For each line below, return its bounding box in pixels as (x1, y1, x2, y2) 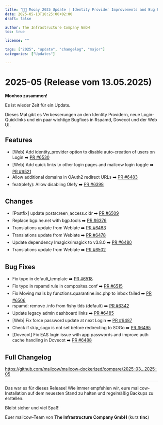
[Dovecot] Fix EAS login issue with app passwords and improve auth (12, 332, 149, 338)
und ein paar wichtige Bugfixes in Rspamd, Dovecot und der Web (27, 117, 157, 122)
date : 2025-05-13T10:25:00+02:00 (5, 12, 73, 17)
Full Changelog (5, 353, 52, 361)
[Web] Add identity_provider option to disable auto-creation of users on (12, 149, 155, 154)
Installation (5, 390, 27, 396)
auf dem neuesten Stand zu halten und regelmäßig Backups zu (28, 390, 154, 396)
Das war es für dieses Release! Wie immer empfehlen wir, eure (5, 385, 130, 391)
